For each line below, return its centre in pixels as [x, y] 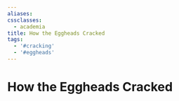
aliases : [20, 14]
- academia [29, 26]
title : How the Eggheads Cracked [56, 33]
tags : [15, 40]
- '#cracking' [34, 46]
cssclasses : [25, 20]
